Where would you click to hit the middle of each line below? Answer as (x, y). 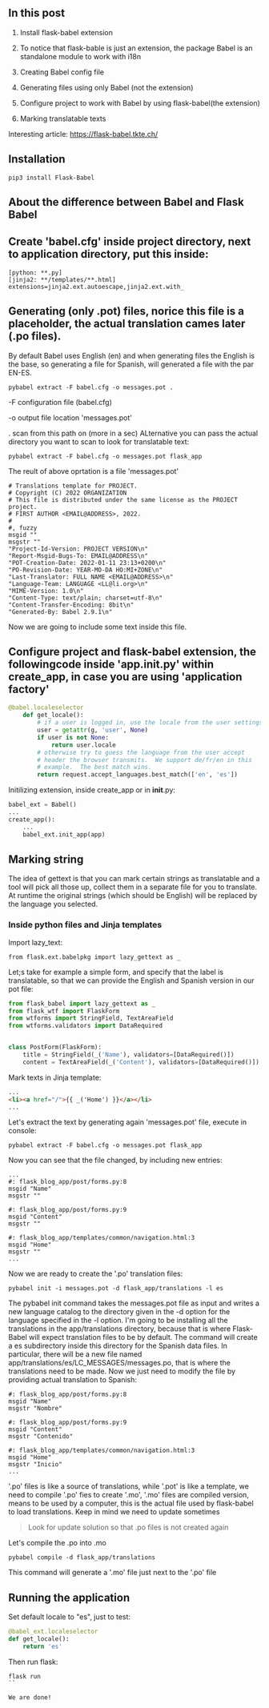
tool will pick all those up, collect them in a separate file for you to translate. (133, 887)
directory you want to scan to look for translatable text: (99, 441)
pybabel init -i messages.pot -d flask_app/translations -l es (116, 1289)
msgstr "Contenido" (41, 1437)
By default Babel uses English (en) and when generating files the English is (131, 355)
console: (23, 1131)
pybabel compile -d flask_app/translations (82, 1558)
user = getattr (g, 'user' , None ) (93, 730)
